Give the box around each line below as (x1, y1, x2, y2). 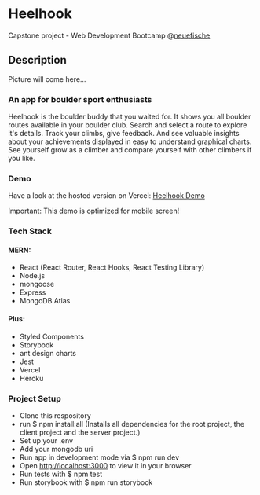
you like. (8, 154, 35, 163)
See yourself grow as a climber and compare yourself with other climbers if (8, 145, 252, 155)
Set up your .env (19, 435, 73, 445)
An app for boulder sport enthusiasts (8, 93, 152, 104)
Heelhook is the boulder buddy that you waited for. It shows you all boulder (8, 112, 251, 122)
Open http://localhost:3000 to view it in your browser (19, 460, 192, 470)
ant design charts (19, 348, 77, 357)
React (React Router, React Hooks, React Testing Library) (19, 262, 205, 272)
